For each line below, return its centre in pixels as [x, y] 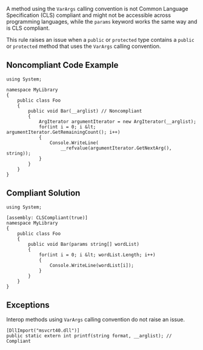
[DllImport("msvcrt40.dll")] [43, 331]
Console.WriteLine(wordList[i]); [92, 265]
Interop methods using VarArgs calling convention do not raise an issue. [95, 320]
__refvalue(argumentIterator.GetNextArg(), [116, 148]
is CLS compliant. [28, 28]
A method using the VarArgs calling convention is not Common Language [97, 9]
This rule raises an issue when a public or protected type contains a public [101, 40]
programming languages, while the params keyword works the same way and [102, 21]
